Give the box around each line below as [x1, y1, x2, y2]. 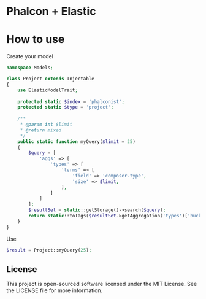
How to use [6, 33, 65, 47]
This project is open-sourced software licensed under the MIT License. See [6, 281, 197, 288]
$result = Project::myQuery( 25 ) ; [6, 247, 92, 253]
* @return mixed [20, 127, 62, 133]
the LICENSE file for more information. [6, 287, 103, 294]
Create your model [6, 53, 54, 60]
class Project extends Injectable [6, 76, 95, 82]
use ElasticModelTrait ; [17, 87, 78, 93]
